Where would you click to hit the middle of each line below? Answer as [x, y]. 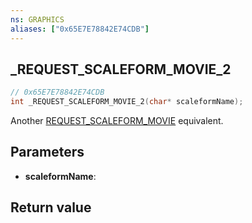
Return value [51, 207]
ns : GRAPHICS [37, 19]
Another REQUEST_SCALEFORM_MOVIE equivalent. [117, 121]
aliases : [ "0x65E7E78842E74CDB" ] [80, 29]
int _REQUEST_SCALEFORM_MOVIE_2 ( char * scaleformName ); [127, 102]
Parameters [47, 152]
